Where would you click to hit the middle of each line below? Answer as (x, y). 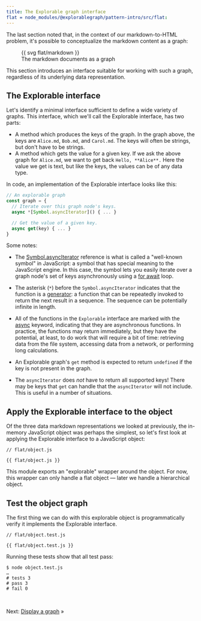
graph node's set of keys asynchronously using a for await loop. (94, 276)
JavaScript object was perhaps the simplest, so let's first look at (107, 433)
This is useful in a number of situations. (64, 393)
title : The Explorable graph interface (56, 12)
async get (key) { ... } (41, 229)
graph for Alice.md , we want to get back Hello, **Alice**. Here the (99, 160)
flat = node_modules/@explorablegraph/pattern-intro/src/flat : (87, 17)
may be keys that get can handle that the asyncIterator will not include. (104, 386)
